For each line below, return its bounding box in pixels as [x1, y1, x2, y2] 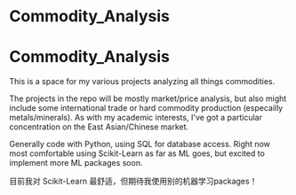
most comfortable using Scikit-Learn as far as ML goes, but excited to [9, 148, 265, 159]
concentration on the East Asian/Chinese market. [9, 121, 189, 132]
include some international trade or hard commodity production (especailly [9, 103, 284, 113]
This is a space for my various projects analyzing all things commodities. [9, 76, 276, 87]
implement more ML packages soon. [9, 158, 143, 168]
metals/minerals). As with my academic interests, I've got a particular [9, 113, 262, 123]
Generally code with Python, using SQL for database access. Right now [9, 139, 271, 150]
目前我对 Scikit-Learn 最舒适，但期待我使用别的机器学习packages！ [9, 175, 258, 187]
